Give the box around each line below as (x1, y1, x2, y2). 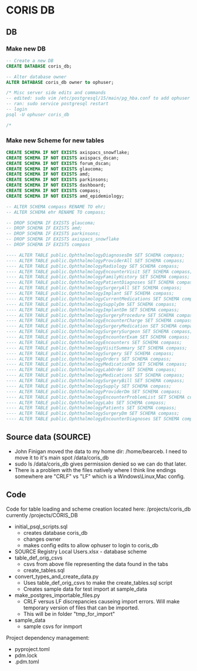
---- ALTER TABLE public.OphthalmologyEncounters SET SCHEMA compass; (6, 339, 182, 345)
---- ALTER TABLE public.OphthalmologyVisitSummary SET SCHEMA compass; (6, 345, 188, 351)
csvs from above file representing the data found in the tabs (23, 560, 168, 567)
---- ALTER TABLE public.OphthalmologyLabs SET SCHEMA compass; (6, 400, 167, 406)
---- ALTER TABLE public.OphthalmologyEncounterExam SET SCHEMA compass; (6, 334, 191, 340)
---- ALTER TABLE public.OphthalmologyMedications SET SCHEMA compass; (6, 372, 185, 379)
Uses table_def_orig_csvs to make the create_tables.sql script (23, 579, 172, 586)
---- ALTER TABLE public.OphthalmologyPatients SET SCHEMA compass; (6, 405, 177, 411)
